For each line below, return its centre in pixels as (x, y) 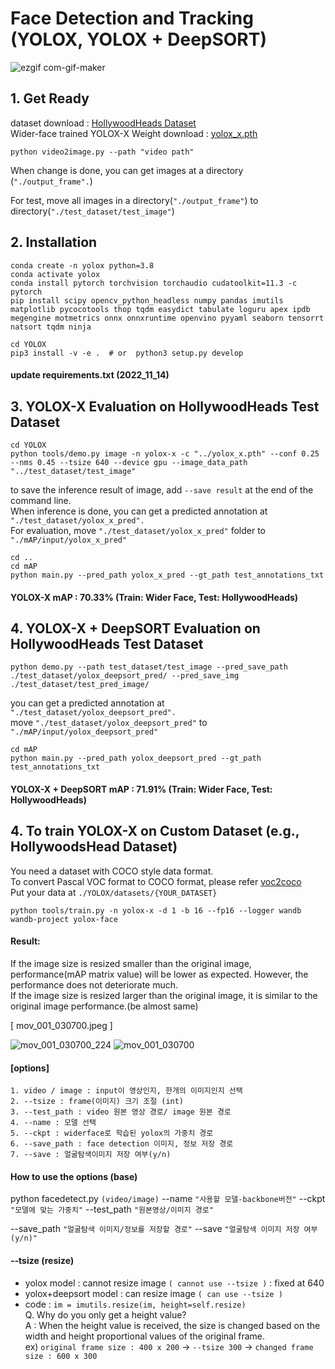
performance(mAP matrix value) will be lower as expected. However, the (159, 974)
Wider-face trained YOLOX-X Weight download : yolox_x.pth (134, 133)
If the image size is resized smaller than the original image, (131, 963)
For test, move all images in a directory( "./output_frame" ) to (134, 200)
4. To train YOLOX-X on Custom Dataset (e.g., (155, 831)
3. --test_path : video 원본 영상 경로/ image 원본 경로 (121, 1112)
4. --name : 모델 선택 (53, 1123)
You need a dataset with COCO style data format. (112, 871)
